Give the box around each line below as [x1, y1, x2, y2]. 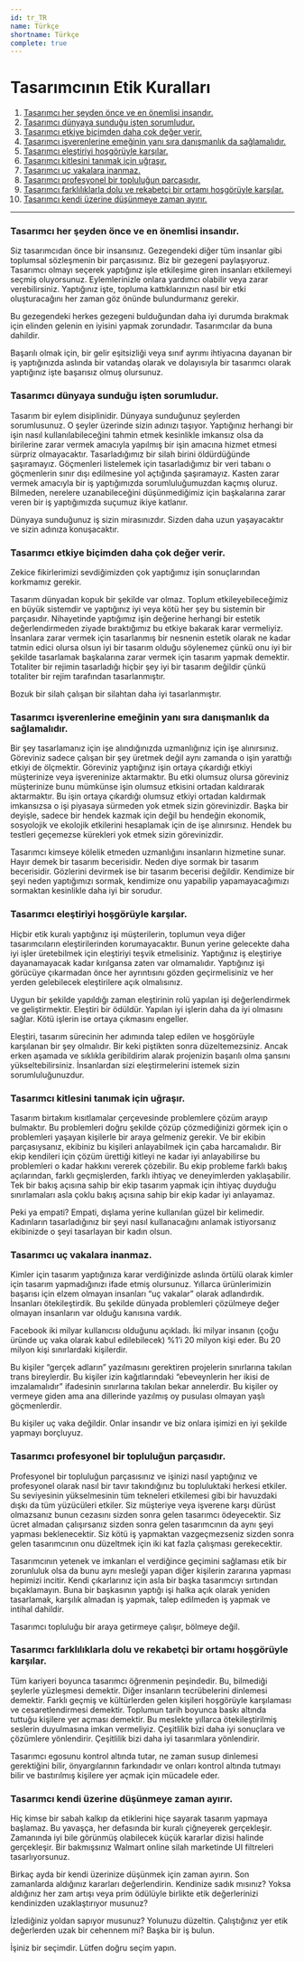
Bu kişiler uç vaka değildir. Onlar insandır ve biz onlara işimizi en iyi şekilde [10, 1417, 288, 1429]
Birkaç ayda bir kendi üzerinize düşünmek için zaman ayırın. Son [10, 1869, 250, 1880]
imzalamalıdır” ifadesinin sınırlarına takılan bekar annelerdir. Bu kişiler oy [10, 1381, 279, 1392]
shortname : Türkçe [10, 30, 79, 39]
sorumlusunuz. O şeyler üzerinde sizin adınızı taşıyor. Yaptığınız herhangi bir [10, 420, 294, 431]
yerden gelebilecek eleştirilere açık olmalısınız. [10, 976, 183, 987]
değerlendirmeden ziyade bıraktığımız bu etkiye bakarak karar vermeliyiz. [10, 623, 283, 634]
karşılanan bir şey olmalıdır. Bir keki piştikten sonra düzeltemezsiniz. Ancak [10, 1040, 289, 1051]
